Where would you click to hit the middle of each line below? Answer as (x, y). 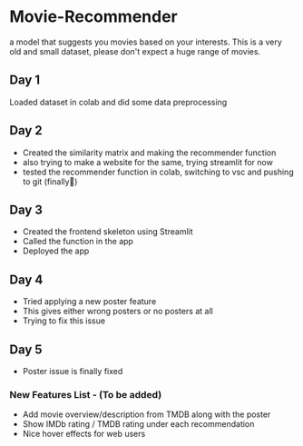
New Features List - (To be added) (86, 394)
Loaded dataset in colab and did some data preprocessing (118, 102)
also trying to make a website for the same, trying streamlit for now (148, 162)
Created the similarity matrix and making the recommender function (149, 153)
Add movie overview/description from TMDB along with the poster (147, 414)
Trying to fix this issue (64, 321)
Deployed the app (56, 251)
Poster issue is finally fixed (73, 371)
